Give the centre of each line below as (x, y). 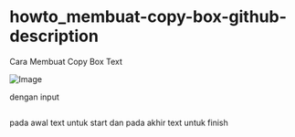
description (54, 36)
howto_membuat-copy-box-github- (148, 17)
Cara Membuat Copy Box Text (66, 61)
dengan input (34, 97)
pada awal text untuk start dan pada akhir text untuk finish (119, 122)
